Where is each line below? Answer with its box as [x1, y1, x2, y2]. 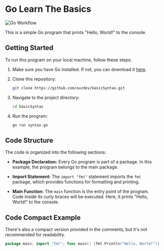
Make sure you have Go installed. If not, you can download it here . [12, 66, 147, 72]
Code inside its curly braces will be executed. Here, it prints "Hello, [12, 194, 148, 200]
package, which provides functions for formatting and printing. [12, 179, 140, 185]
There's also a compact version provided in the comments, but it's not [5, 226, 147, 232]
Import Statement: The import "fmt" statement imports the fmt [12, 174, 141, 180]
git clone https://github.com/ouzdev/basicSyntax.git [12, 85, 125, 90]
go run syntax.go [12, 123, 48, 127]
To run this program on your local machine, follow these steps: [5, 57, 132, 63]
